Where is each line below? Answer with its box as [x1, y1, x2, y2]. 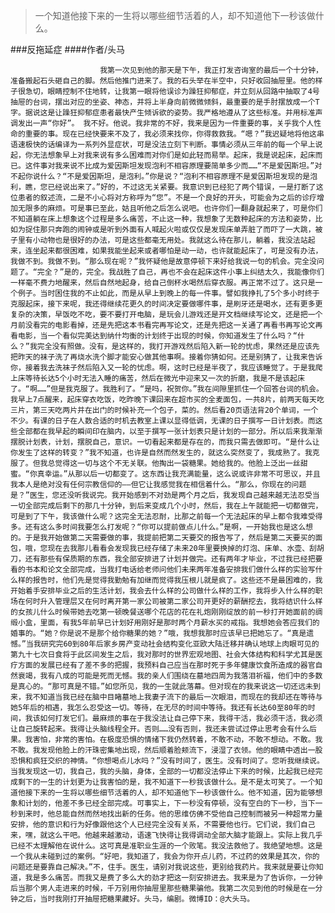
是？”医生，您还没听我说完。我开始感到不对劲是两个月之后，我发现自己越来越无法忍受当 [10, 490, 320, 500]
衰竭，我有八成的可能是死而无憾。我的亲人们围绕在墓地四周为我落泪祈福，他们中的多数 [17, 671, 323, 681]
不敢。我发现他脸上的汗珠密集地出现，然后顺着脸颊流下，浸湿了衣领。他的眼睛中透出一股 [10, 745, 323, 755]
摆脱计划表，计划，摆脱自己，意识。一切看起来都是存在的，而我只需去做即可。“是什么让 [10, 437, 320, 447]
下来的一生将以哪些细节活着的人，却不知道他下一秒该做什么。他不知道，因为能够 [32, 788, 316, 798]
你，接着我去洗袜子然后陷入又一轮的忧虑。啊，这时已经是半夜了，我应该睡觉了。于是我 [10, 363, 316, 373]
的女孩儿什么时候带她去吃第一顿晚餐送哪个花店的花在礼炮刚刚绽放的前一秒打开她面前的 [10, 607, 316, 617]
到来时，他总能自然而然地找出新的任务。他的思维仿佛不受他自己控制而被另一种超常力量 [17, 809, 323, 819]
